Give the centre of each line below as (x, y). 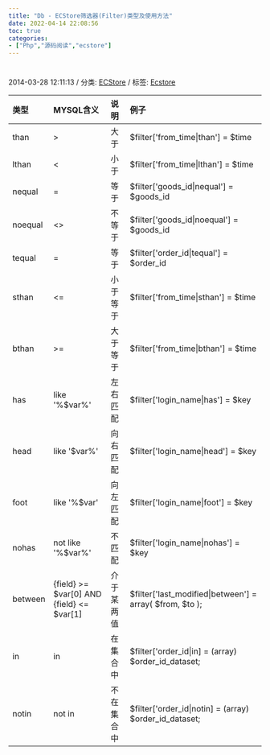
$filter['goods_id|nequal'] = (182, 187)
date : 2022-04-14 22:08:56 (53, 23)
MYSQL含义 (76, 110)
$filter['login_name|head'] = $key (193, 452)
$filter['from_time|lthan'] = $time (192, 164)
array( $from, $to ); (166, 604)
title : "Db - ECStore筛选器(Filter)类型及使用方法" (90, 16)
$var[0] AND (78, 594)
